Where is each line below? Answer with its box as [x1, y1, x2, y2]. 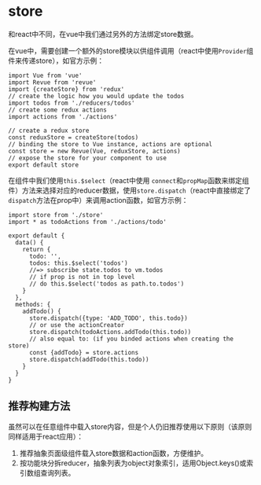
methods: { [15, 300, 51, 308]
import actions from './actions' [8, 112, 118, 120]
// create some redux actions [8, 105, 108, 114]
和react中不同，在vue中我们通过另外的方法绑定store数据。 [8, 29, 198, 39]
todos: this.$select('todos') [28, 259, 128, 267]
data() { [15, 238, 44, 246]
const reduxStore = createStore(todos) [8, 133, 139, 141]
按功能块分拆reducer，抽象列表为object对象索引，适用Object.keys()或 [19, 458, 247, 468]
